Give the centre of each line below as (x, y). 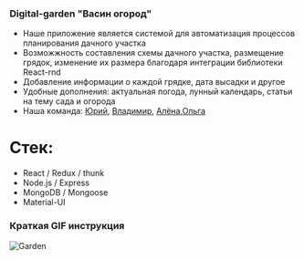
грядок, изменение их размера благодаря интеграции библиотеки (152, 63)
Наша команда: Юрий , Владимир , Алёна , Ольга (114, 111)
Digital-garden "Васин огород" (81, 14)
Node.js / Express (56, 183)
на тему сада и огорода (69, 101)
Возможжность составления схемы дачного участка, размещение (153, 53)
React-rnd (42, 72)
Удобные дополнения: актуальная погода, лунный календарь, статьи (157, 92)
